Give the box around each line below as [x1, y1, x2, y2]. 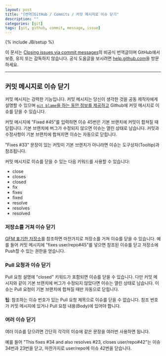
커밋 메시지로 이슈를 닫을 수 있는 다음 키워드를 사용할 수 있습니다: [5, 158, 130, 164]
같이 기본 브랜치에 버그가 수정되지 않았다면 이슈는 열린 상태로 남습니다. [18, 280, 154, 286]
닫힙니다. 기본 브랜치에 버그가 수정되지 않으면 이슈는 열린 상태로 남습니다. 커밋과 [5, 125, 160, 131]
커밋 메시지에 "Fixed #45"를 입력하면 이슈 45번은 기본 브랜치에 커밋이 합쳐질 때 [5, 119, 159, 125]
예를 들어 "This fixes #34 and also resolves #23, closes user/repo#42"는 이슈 [5, 339, 161, 345]
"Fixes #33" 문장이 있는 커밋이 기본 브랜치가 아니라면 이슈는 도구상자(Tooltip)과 [5, 142, 160, 148]
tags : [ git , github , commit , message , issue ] [5, 26, 100, 31]
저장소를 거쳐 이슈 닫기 [5, 223, 56, 230]
